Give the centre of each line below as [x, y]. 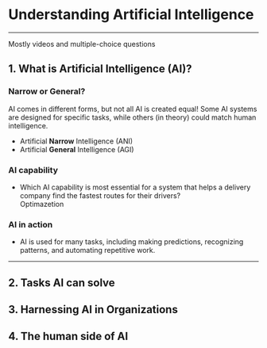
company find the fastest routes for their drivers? [100, 195]
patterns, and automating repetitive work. [87, 250]
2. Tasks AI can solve [62, 283]
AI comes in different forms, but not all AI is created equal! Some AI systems [133, 109]
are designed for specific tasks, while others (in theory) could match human [132, 117]
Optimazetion [42, 204]
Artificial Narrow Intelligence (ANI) [76, 141]
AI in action [31, 224]
